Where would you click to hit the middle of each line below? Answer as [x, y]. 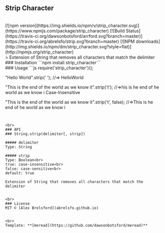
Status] [133, 31]
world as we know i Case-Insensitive [43, 92]
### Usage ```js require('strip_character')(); [49, 68]
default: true [20, 173]
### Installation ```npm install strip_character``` [53, 62]
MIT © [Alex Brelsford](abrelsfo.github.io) [52, 208]
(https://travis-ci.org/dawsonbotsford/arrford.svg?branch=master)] [74, 36]
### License [17, 204]
